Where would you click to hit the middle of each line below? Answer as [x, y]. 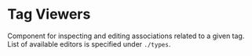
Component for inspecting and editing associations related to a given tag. [126, 36]
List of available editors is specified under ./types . [89, 44]
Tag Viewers [49, 14]
